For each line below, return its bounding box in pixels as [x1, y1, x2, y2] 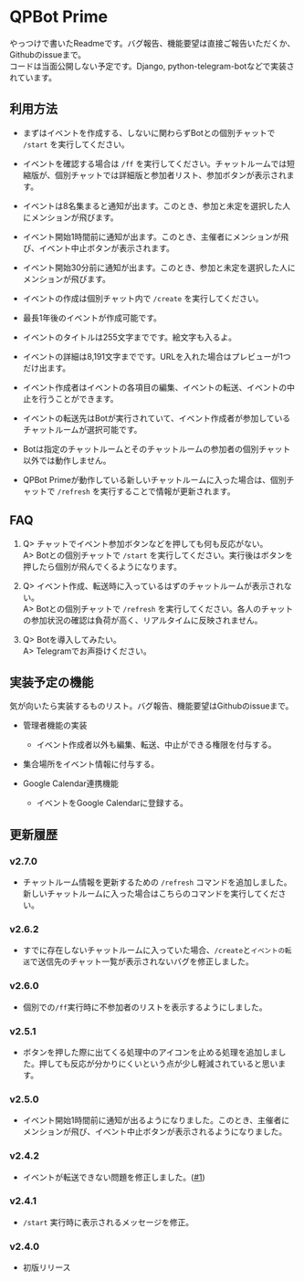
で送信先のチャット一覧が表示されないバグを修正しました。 [29, 956, 254, 967]
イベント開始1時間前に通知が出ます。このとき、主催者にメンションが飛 [22, 231, 289, 242]
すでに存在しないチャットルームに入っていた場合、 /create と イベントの [22, 945, 286, 956]
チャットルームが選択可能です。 [22, 424, 142, 435]
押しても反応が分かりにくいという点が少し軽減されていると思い [38, 1057, 278, 1069]
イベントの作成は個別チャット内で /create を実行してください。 [22, 292, 264, 303]
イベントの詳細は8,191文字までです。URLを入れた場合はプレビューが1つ [22, 351, 291, 362]
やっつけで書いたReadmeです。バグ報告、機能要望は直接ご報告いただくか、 [9, 37, 296, 48]
